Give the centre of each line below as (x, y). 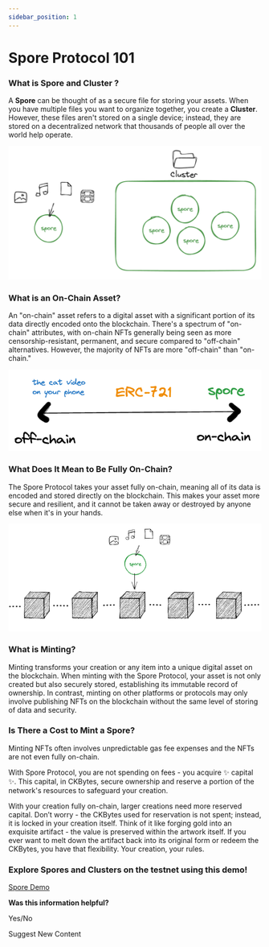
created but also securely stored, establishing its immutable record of (123, 684)
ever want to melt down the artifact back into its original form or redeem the (134, 840)
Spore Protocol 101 (71, 58)
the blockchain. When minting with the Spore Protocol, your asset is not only (134, 676)
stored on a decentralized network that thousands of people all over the (127, 126)
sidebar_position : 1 (43, 17)
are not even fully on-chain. (54, 756)
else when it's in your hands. (56, 512)
